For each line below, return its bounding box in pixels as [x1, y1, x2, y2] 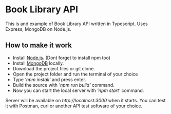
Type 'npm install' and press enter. [12, 76, 86, 83]
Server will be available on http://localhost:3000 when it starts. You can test [5, 97, 166, 103]
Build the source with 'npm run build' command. [12, 82, 115, 88]
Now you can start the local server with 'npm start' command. [12, 87, 144, 93]
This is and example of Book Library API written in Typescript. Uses [5, 21, 148, 27]
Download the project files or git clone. [12, 65, 95, 71]
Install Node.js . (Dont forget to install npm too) [12, 54, 111, 61]
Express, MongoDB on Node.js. [5, 26, 72, 32]
